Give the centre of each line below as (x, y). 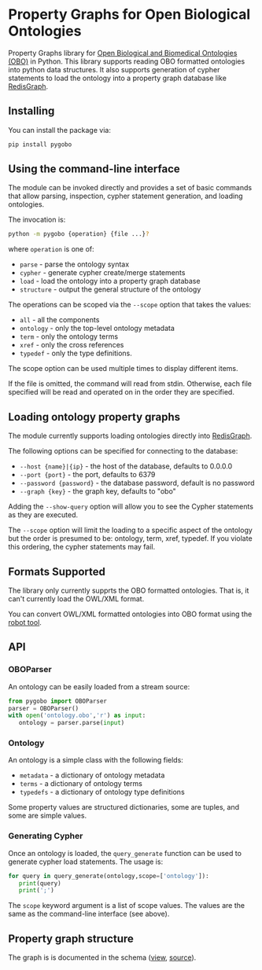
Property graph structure (71, 938)
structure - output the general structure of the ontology (110, 289)
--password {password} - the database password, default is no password (137, 483)
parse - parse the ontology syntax (74, 264)
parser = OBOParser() (44, 708)
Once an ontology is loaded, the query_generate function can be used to (125, 853)
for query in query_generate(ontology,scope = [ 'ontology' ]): (109, 876)
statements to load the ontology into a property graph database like (117, 78)
